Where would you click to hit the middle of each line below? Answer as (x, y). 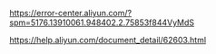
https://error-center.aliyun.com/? (71, 13)
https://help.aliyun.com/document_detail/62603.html (108, 40)
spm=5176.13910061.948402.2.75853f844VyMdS (102, 22)
